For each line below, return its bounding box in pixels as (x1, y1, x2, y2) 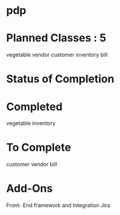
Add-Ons (6, 182, 53, 196)
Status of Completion (6, 72, 115, 86)
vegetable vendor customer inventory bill (6, 51, 108, 58)
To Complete (6, 141, 71, 154)
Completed (6, 100, 63, 113)
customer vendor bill (6, 161, 58, 168)
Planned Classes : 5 (6, 31, 107, 45)
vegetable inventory (6, 120, 56, 127)
